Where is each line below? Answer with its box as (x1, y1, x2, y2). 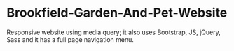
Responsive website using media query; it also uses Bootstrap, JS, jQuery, (6, 28, 221, 36)
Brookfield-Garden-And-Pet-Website (6, 5, 228, 21)
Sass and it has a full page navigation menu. (6, 35, 135, 43)
